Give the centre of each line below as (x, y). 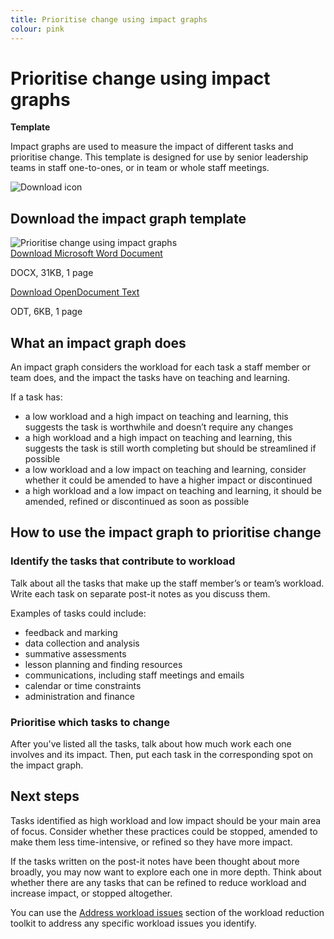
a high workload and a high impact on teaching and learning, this (158, 438)
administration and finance (80, 696)
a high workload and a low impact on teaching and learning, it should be (173, 491)
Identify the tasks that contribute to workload (123, 561)
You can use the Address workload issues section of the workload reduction (167, 912)
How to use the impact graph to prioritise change (166, 532)
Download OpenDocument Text (75, 292)
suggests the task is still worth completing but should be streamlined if (170, 448)
